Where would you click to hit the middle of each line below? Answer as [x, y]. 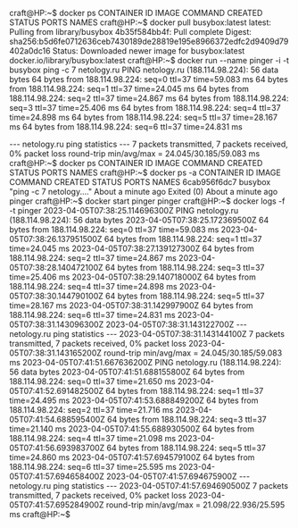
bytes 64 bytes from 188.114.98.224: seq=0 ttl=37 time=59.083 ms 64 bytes [149, 79]
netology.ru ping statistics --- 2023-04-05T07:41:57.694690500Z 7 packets [149, 486]
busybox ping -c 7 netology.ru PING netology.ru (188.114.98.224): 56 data [144, 70]
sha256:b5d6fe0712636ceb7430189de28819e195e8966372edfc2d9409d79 [149, 41]
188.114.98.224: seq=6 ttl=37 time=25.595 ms [93, 467]
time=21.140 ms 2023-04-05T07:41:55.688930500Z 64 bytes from [132, 429]
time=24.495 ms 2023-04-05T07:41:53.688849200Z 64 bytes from [134, 400]
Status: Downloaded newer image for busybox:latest [149, 51]
